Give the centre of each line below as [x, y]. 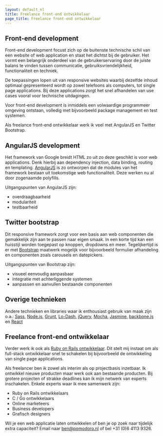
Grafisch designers [31, 414]
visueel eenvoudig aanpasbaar [43, 274]
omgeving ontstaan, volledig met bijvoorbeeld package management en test [81, 111]
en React [14, 322]
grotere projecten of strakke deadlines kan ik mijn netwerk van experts [76, 379]
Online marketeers [31, 404]
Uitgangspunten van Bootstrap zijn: [40, 264]
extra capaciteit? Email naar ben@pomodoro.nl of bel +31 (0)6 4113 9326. [79, 429]
